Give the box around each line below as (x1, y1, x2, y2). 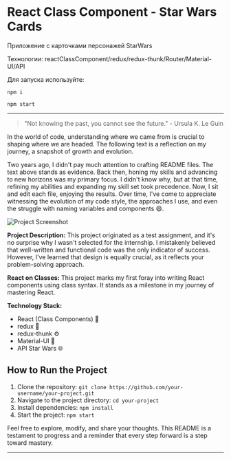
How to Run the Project (7, 364, 108, 376)
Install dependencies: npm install (16, 403, 113, 411)
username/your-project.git (16, 390, 95, 397)
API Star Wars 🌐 (16, 344, 63, 352)
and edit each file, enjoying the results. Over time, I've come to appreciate (7, 190, 217, 198)
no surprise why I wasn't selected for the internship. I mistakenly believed (7, 238, 216, 246)
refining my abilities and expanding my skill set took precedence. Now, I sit (7, 182, 219, 190)
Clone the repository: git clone (16, 382, 107, 391)
